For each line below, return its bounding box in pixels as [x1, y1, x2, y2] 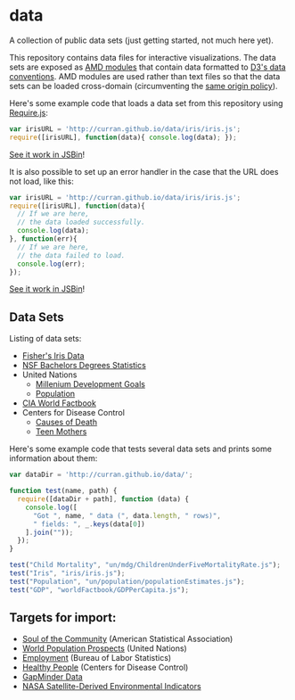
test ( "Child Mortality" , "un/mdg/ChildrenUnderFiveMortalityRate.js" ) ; [9, 561, 281, 570]
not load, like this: [9, 176, 74, 186]
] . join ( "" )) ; [25, 528, 74, 537]
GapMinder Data [21, 671, 83, 682]
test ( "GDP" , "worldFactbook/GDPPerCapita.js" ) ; [9, 585, 190, 594]
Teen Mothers [35, 426, 87, 437]
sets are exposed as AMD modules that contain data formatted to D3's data [9, 62, 287, 72]
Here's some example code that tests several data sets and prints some [9, 443, 272, 455]
